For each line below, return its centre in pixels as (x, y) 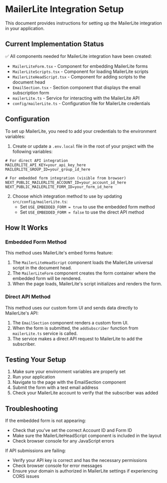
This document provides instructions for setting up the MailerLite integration (84, 23)
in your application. (25, 28)
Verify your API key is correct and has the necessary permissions (80, 460)
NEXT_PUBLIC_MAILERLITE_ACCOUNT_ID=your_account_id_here (66, 182)
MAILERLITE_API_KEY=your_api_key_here (45, 165)
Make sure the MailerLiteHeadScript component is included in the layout (87, 435)
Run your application (34, 377)
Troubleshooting (32, 408)
